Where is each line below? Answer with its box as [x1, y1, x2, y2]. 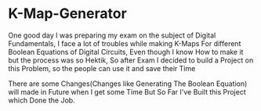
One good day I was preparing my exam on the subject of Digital [8, 30, 216, 40]
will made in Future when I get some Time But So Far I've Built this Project [8, 87, 246, 96]
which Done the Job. [8, 95, 76, 105]
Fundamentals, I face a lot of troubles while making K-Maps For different [8, 38, 241, 48]
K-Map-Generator [8, 5, 127, 23]
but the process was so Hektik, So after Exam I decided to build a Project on [8, 55, 254, 65]
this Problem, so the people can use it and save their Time [8, 63, 196, 73]
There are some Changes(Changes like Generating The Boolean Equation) [8, 79, 248, 88]
